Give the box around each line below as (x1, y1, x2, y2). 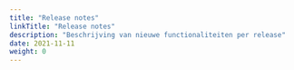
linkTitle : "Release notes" (9, 22, 116, 31)
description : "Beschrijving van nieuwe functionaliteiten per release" (9, 30, 286, 39)
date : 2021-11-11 (9, 38, 75, 48)
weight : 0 (9, 47, 47, 56)
